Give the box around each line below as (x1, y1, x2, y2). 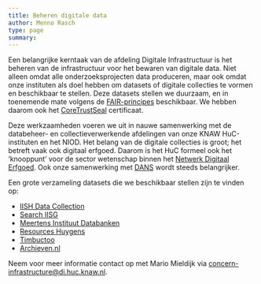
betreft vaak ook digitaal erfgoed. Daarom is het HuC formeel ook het (8, 146, 233, 155)
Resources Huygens (19, 226, 86, 237)
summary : (8, 33, 37, 42)
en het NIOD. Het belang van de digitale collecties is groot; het (39, 137, 242, 147)
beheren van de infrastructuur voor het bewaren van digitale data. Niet (8, 64, 237, 73)
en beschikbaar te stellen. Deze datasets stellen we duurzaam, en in (8, 88, 229, 99)
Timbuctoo (19, 235, 55, 245)
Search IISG (19, 210, 59, 219)
